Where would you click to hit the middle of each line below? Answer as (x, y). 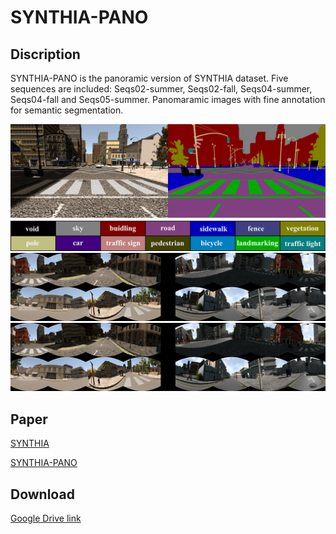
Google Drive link (46, 518)
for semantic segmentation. (67, 110)
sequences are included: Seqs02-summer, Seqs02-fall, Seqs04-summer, (161, 89)
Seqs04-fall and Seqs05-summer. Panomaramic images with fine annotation (168, 99)
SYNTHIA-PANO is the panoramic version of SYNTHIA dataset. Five (149, 78)
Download (42, 494)
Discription (45, 54)
